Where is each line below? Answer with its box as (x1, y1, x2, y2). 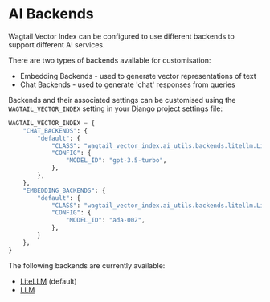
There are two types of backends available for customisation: (8, 55, 211, 65)
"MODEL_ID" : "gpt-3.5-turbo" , (65, 157, 167, 165)
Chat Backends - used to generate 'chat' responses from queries (19, 80, 235, 89)
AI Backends (8, 5, 94, 23)
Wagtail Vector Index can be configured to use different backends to (8, 31, 235, 41)
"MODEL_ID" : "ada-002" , (65, 216, 146, 225)
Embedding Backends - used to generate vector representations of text (19, 71, 256, 80)
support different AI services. (8, 39, 105, 49)
